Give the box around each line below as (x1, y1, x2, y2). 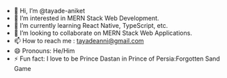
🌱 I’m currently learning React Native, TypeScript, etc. (13, 22, 169, 29)
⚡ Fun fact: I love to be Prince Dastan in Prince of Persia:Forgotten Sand (13, 54, 221, 63)
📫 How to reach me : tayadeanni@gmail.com (13, 37, 144, 45)
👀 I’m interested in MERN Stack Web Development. (13, 14, 159, 22)
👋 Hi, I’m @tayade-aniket (13, 7, 86, 15)
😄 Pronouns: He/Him (13, 47, 75, 55)
